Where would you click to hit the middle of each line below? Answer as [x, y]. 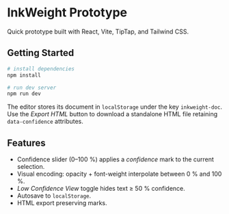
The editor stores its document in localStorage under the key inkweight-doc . [115, 107]
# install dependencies [41, 69]
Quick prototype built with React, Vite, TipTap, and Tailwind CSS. [98, 31]
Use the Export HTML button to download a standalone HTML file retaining [112, 114]
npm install [24, 75]
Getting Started [41, 53]
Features [26, 143]
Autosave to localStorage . [54, 196]
